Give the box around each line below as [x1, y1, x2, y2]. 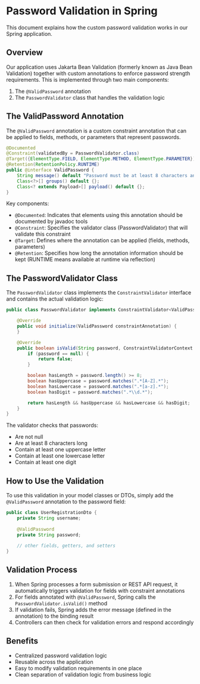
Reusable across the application [14, 658, 93, 666]
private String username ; [17, 515, 82, 521]
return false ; [37, 356, 73, 362]
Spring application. [6, 30, 52, 37]
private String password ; [17, 532, 82, 538]
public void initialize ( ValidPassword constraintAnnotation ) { [17, 323, 177, 329]
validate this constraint [14, 231, 71, 238]
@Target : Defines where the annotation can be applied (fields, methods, [14, 237, 190, 244]
